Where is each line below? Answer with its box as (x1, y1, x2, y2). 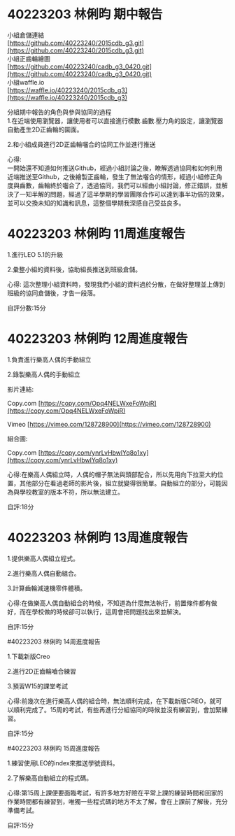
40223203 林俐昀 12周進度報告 (7, 331, 188, 347)
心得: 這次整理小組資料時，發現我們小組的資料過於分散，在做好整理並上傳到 (7, 280, 225, 288)
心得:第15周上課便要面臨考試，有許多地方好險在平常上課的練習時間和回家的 (7, 788, 224, 797)
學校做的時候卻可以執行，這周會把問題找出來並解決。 (31, 607, 185, 616)
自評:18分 (7, 502, 34, 511)
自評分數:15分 (7, 304, 47, 312)
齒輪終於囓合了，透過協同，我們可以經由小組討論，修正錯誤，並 (37, 181, 222, 190)
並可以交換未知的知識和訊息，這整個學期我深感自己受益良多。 (7, 199, 185, 207)
